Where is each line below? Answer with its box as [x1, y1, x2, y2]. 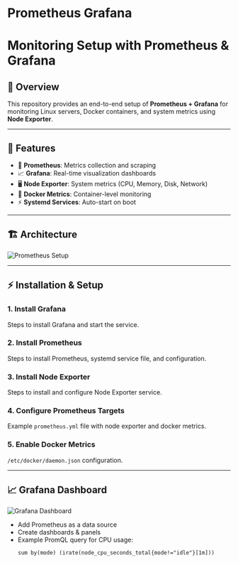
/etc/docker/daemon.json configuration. [7, 456, 123, 464]
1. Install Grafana [7, 304, 66, 314]
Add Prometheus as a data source [17, 520, 118, 529]
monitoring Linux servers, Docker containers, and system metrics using [7, 107, 216, 116]
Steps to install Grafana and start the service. [7, 320, 140, 328]
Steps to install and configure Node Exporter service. [7, 388, 162, 397]
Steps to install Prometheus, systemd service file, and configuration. [7, 354, 207, 363]
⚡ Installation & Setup [7, 279, 104, 291]
